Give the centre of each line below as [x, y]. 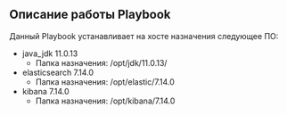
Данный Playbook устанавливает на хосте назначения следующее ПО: [144, 36]
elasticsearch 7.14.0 [58, 72]
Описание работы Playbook [90, 15]
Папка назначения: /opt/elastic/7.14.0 [105, 82]
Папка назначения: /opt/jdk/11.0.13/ [101, 62]
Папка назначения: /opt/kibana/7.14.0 [105, 101]
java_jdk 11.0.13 [50, 53]
